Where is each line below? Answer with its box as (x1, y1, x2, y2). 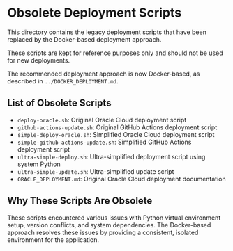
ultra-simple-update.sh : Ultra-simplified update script (17, 167, 174, 175)
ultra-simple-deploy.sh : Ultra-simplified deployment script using (17, 152, 206, 161)
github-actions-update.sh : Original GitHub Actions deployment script (17, 123, 218, 131)
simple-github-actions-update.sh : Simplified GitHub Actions (17, 138, 192, 146)
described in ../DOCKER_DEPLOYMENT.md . (7, 76, 119, 85)
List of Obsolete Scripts (7, 97, 112, 109)
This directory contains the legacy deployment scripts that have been (7, 28, 207, 36)
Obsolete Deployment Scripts (7, 5, 182, 21)
